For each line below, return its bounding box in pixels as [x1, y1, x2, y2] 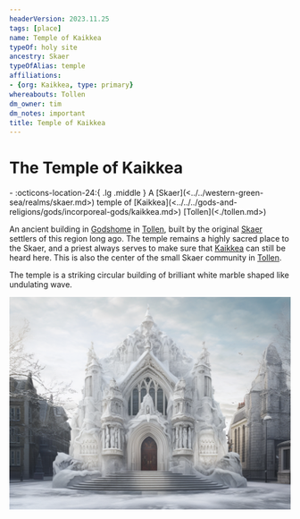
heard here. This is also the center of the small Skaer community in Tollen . [9, 252, 282, 263]
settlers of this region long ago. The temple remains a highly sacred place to [9, 234, 290, 244]
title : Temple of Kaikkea [9, 118, 105, 127]
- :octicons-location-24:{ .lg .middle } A [9, 188, 154, 199]
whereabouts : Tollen [9, 89, 87, 98]
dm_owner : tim [9, 99, 62, 108]
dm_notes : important [9, 108, 87, 118]
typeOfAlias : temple [9, 62, 87, 71]
